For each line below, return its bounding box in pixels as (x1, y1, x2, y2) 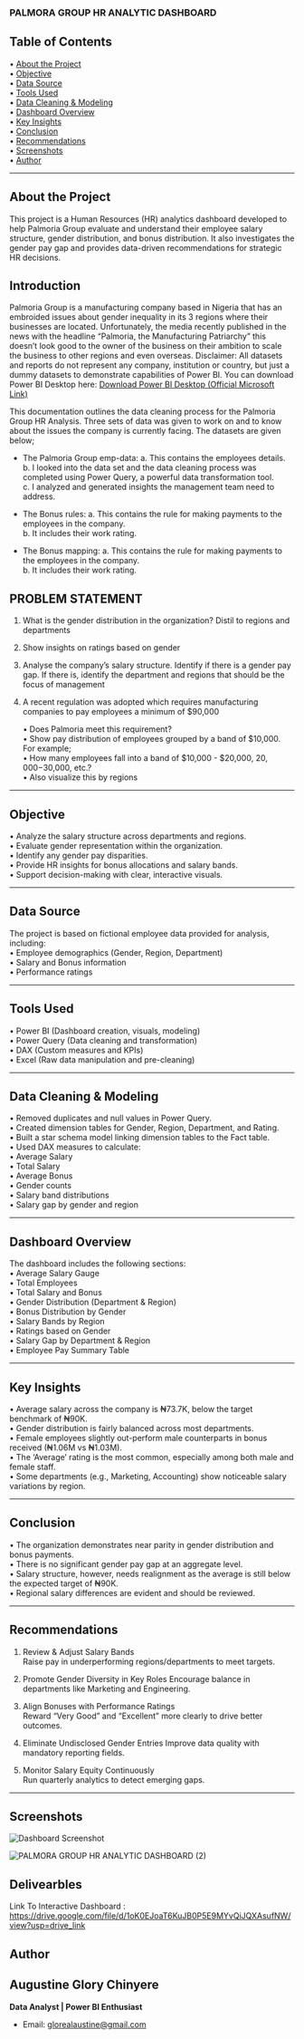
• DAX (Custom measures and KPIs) (9, 1044, 144, 1055)
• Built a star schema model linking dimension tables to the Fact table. (9, 1132, 270, 1143)
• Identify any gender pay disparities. (9, 850, 148, 861)
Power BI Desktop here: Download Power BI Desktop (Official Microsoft (9, 379, 275, 390)
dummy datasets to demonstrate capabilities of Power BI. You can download (9, 370, 294, 380)
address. (22, 491, 56, 502)
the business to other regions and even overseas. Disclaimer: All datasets (9, 351, 283, 361)
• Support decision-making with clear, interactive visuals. (9, 869, 223, 880)
